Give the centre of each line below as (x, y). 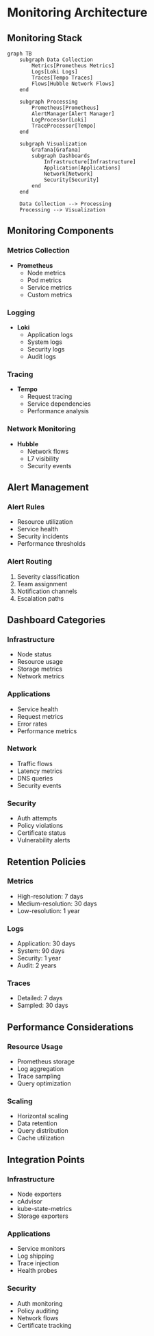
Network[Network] (68, 174)
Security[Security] (71, 180)
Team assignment (42, 584)
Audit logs (41, 356)
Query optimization (44, 1083)
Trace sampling (39, 1076)
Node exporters (39, 1194)
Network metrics (41, 676)
